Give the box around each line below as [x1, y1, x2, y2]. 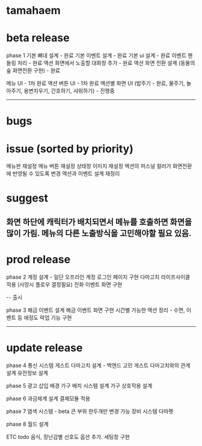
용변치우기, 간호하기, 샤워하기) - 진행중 [23, 87, 115, 94]
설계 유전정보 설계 [6, 369, 48, 376]
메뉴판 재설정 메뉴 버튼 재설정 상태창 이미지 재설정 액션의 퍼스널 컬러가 [6, 163, 171, 170]
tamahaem [6, 4, 61, 17]
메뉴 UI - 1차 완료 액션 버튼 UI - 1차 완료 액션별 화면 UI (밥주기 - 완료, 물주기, [6, 79, 185, 87]
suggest [6, 191, 49, 205]
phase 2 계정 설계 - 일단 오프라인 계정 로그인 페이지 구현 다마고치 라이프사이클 [6, 273, 191, 280]
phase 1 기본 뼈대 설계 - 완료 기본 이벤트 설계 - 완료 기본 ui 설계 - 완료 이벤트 [6, 52, 186, 59]
